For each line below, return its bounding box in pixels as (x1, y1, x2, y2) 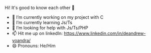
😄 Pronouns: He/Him (11, 43, 56, 49)
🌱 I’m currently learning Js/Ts (11, 20, 73, 25)
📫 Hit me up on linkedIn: (11, 30, 63, 36)
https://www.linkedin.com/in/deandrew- (64, 30, 146, 36)
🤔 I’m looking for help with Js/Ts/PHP (11, 25, 88, 31)
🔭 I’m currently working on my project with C (11, 14, 104, 20)
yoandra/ (11, 38, 31, 43)
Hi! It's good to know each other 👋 (4, 5, 75, 10)
